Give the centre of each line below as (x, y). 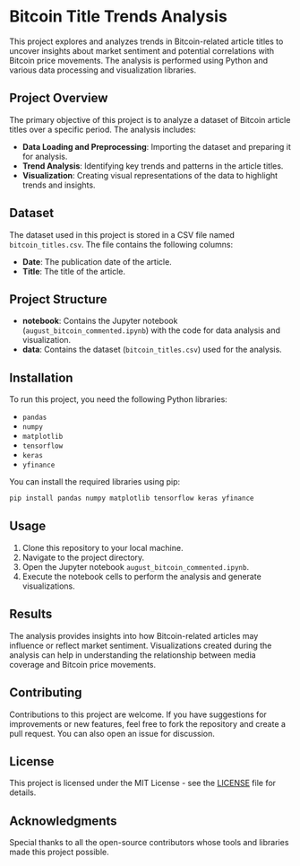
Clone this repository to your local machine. (103, 547)
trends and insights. (59, 185)
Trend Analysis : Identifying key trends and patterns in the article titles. (153, 166)
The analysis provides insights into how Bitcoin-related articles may (134, 635)
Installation (41, 377)
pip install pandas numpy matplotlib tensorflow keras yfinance (132, 499)
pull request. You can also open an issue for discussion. (112, 733)
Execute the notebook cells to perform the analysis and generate (141, 576)
